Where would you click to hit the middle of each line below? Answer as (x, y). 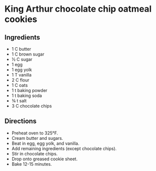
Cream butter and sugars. (37, 138)
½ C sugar (22, 59)
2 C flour (20, 80)
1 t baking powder (29, 90)
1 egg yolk (22, 70)
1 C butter (21, 49)
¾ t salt (19, 101)
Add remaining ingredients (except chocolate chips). (64, 148)
